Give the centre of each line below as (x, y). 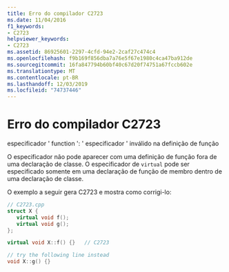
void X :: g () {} (29, 262)
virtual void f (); (43, 218)
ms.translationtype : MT (41, 71)
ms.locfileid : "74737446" (44, 90)
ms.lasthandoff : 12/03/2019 (48, 84)
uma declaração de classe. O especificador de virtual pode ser (98, 164)
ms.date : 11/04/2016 (37, 20)
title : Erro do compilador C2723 (55, 13)
